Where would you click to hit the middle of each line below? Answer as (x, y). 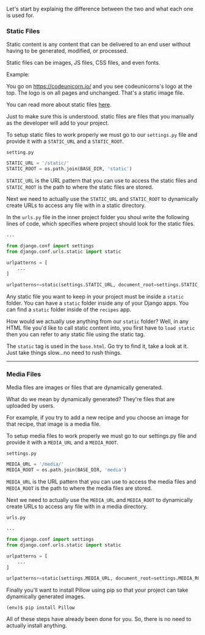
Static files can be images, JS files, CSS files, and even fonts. (83, 63)
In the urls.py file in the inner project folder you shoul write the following (98, 217)
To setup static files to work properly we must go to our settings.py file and (102, 135)
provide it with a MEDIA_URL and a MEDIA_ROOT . (63, 443)
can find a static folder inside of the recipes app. (69, 310)
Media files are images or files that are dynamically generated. (85, 388)
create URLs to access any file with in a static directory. (76, 205)
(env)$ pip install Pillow (41, 608)
